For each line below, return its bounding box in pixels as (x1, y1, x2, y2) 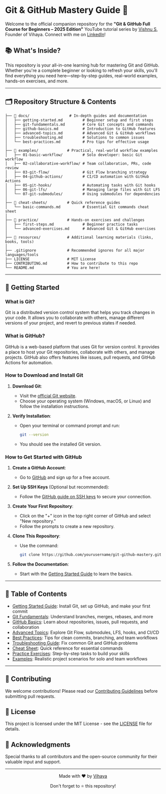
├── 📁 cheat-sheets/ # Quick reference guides (5, 200, 121, 205)
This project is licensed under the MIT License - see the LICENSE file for (5, 721, 152, 727)
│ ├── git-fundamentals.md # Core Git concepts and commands (5, 122, 154, 127)
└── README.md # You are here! (5, 265, 100, 270)
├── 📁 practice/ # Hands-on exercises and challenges (5, 217, 145, 222)
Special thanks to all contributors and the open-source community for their (5, 754, 158, 760)
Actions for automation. (5, 359, 53, 365)
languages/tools (5, 252, 39, 257)
